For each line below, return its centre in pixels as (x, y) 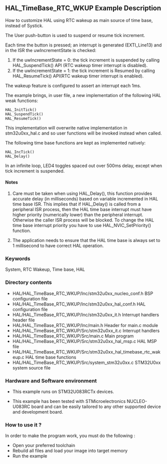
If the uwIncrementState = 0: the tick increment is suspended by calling (86, 60)
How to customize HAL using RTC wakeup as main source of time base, (79, 20)
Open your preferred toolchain (44, 445)
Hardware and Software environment (51, 380)
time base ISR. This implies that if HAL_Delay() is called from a (76, 204)
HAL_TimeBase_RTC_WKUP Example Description (83, 8)
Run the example (30, 456)
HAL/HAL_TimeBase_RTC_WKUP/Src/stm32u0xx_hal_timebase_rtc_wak (86, 351)
